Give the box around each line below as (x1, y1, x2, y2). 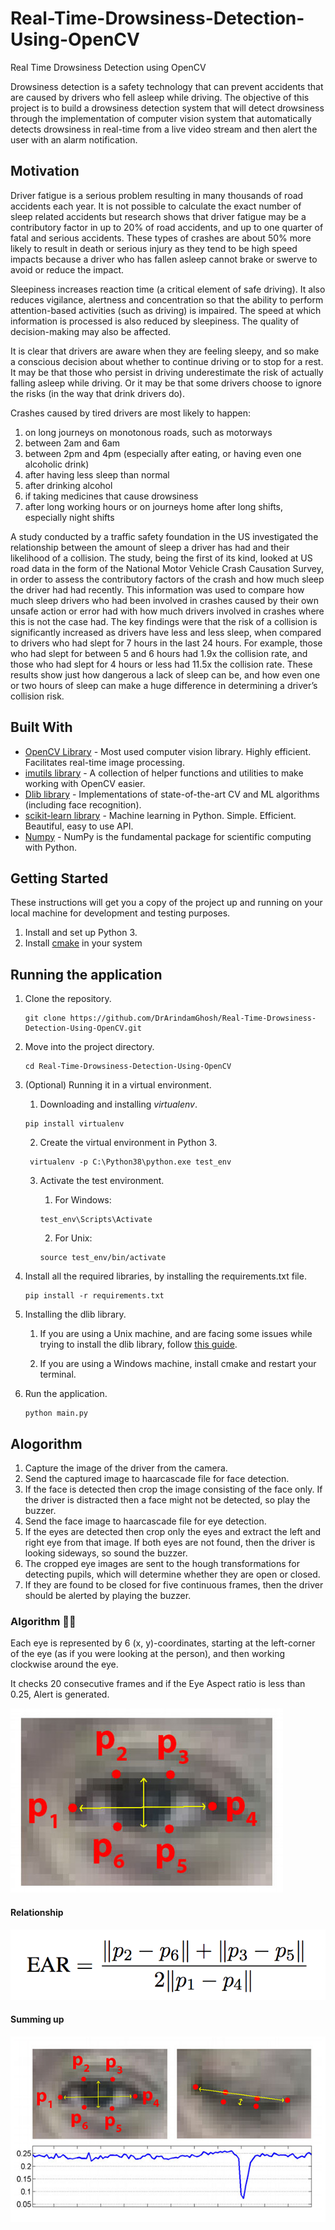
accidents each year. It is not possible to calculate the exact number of (10, 200, 302, 212)
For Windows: (54, 1194, 112, 1206)
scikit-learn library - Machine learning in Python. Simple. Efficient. (24, 809, 297, 821)
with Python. (24, 841, 78, 853)
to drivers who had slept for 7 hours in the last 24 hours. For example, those (10, 637, 323, 649)
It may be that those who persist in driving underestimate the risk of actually (10, 366, 324, 378)
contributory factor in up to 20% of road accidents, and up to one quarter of (10, 221, 324, 233)
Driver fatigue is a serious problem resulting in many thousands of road (10, 189, 304, 201)
